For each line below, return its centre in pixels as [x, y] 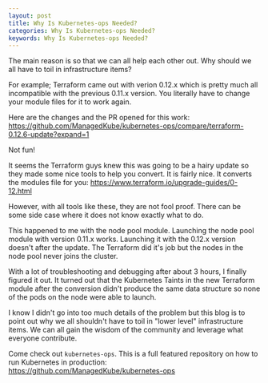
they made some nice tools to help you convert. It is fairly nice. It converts [130, 174]
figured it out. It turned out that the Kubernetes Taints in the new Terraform [132, 280]
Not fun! [22, 150]
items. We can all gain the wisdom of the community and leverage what [126, 330]
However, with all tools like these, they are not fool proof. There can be [125, 207]
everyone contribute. [43, 338]
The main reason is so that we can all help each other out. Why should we [130, 61]
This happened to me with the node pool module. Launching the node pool [131, 231]
